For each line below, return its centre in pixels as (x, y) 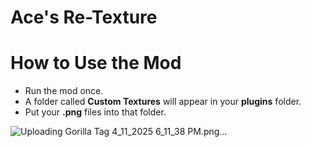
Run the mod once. (64, 91)
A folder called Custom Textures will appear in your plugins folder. (163, 102)
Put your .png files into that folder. (95, 112)
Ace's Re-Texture (84, 17)
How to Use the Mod (96, 63)
